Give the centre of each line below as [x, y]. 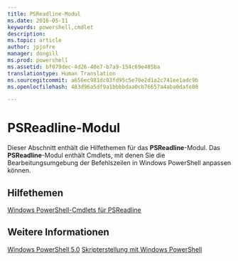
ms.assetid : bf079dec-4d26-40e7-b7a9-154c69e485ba [84, 67]
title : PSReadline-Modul [44, 14]
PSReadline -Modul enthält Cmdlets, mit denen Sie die [86, 155]
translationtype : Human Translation [61, 73]
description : [27, 34]
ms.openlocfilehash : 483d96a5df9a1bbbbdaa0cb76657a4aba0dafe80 [103, 87]
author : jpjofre [31, 47]
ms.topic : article [34, 41]
